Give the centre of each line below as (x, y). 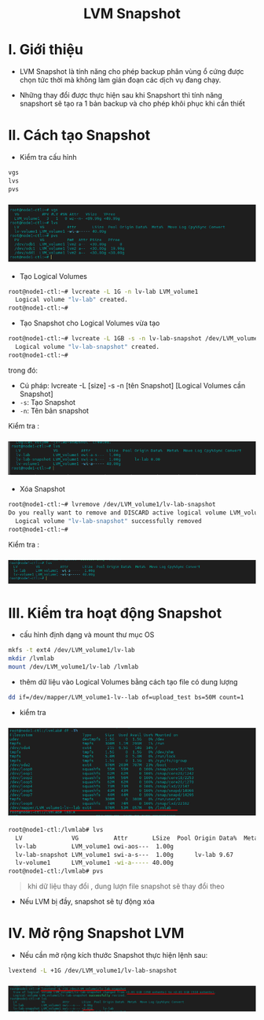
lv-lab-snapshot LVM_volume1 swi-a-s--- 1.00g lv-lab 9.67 (125, 855)
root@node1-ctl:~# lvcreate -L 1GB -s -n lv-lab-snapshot (105, 339)
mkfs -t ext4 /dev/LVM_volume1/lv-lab (71, 651)
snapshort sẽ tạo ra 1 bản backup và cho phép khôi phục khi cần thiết (132, 104)
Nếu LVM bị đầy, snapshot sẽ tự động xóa (87, 902)
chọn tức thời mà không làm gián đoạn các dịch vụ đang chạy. (120, 80)
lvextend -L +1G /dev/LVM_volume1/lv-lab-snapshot (93, 971)
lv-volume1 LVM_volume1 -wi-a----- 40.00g (95, 863)
